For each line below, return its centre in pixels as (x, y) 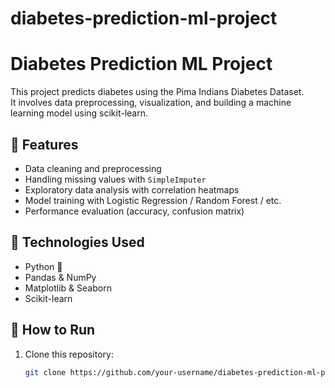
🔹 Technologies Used (77, 242)
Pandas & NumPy (60, 277)
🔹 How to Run (53, 330)
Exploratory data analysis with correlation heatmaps (132, 189)
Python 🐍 (43, 266)
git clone (45, 372)
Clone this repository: (69, 354)
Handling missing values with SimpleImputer (115, 179)
